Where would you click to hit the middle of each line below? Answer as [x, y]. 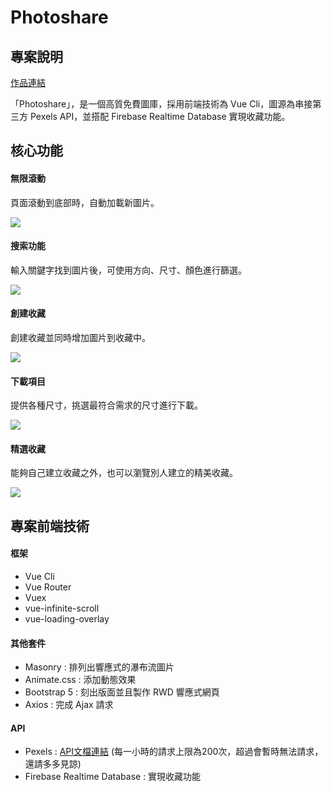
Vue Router [48, 587]
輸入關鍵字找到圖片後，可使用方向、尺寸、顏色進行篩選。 [128, 270]
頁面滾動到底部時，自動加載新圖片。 [85, 202]
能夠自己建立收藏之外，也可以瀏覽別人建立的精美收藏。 [124, 473]
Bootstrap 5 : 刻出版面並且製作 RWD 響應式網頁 [122, 692]
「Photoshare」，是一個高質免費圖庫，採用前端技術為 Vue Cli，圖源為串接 [161, 104]
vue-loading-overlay [67, 619]
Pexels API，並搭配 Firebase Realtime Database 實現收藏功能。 [160, 116]
